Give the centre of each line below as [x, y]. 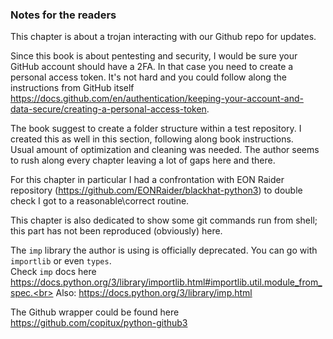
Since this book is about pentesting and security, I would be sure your [154, 56]
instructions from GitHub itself [72, 88]
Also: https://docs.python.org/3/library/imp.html [154, 293]
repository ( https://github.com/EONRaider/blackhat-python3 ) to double [156, 190]
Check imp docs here [53, 272]
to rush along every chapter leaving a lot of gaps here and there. [143, 160]
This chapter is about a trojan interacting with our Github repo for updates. [163, 37]
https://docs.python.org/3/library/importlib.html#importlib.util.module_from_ [166, 282]
